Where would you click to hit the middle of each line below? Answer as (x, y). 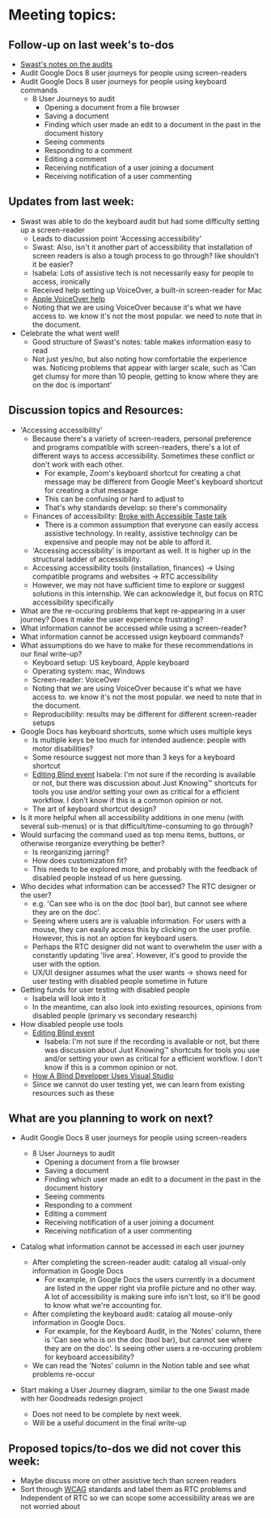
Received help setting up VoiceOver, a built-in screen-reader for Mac (147, 290)
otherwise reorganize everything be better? (92, 843)
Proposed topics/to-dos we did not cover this (125, 1448)
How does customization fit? (80, 860)
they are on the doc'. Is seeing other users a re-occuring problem (153, 1349)
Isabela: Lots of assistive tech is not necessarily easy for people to (143, 272)
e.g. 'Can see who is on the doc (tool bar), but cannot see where (140, 903)
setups (43, 722)
